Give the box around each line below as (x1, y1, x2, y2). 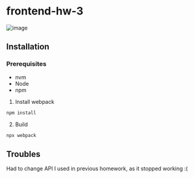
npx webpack (6, 132, 36, 138)
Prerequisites (6, 60, 47, 68)
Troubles (6, 149, 41, 159)
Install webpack (15, 98, 54, 105)
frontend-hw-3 (6, 4, 83, 18)
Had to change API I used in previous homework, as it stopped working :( (6, 165, 189, 173)
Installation (6, 42, 50, 52)
